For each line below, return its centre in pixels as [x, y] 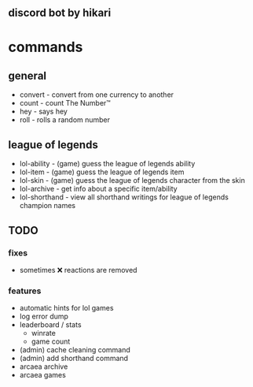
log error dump [44, 316]
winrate [44, 333]
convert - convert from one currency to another [97, 95]
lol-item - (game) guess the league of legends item [102, 172]
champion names [48, 206]
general [27, 75]
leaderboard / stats [50, 325]
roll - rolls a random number [65, 120]
